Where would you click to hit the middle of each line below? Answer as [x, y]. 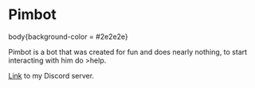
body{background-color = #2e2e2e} [69, 36]
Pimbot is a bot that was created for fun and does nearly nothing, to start [128, 52]
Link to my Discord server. [51, 75]
